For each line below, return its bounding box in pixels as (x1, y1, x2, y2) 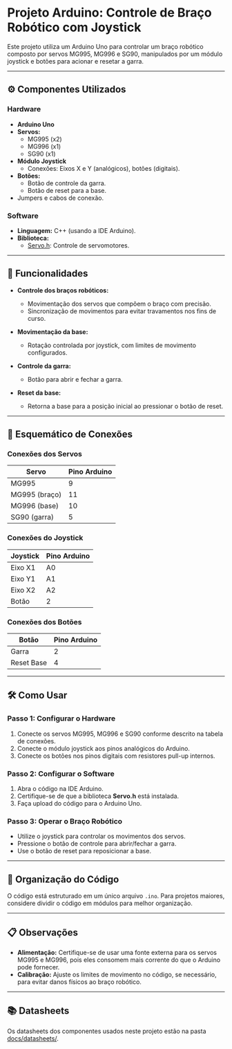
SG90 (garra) (10, 512, 54, 522)
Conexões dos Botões (7, 617, 82, 626)
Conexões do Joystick (7, 533, 84, 543)
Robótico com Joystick (7, 19, 142, 35)
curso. (27, 314, 46, 322)
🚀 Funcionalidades (7, 268, 88, 279)
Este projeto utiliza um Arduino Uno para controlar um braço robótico (7, 42, 204, 50)
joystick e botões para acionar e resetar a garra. (7, 57, 144, 65)
